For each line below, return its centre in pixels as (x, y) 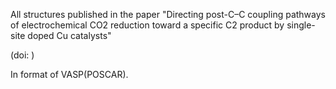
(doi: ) (22, 55)
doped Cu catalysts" (69, 35)
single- (301, 25)
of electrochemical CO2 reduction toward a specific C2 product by (147, 25)
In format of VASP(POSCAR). (69, 74)
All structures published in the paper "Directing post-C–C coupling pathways (168, 14)
